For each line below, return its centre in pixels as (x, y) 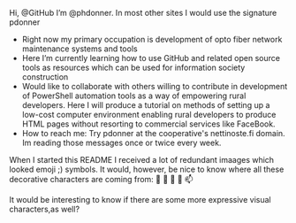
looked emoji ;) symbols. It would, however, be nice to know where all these (147, 169)
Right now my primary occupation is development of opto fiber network (152, 39)
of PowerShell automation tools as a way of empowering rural (134, 96)
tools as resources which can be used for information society (133, 67)
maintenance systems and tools (80, 49)
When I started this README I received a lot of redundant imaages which (142, 160)
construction (45, 77)
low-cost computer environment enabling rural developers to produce (149, 115)
